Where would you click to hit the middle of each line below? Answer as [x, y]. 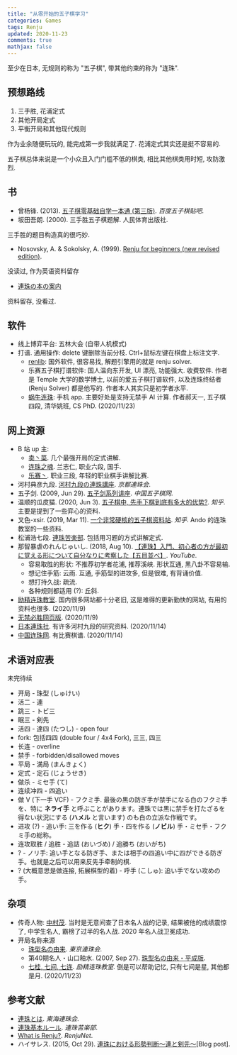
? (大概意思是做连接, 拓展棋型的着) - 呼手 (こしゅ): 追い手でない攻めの [119, 871]
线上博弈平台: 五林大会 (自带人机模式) [72, 344]
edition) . [30, 256]
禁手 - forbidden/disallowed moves [68, 756]
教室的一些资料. [40, 529]
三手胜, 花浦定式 [41, 111]
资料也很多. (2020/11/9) [52, 609]
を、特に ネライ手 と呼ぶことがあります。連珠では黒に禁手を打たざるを [121, 809]
